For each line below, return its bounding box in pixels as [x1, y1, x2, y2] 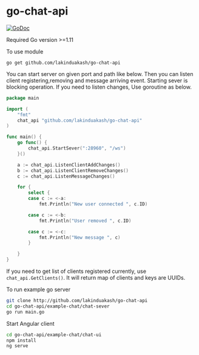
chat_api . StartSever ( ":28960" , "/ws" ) [28, 145, 126, 151]
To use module [6, 47, 44, 55]
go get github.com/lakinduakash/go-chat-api [6, 60, 121, 66]
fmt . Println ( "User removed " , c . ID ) [38, 218, 132, 224]
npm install [6, 337, 36, 343]
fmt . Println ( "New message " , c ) [38, 234, 121, 241]
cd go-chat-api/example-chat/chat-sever [6, 303, 110, 309]
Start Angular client [6, 320, 55, 327]
